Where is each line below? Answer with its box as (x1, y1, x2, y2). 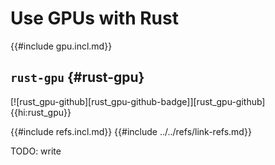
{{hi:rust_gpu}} (10, 106, 72, 118)
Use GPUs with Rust (10, 7, 179, 30)
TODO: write (10, 145, 62, 157)
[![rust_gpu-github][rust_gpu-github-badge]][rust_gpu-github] (10, 95, 266, 107)
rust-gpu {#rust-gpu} (10, 69, 145, 86)
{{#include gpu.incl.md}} (10, 40, 113, 52)
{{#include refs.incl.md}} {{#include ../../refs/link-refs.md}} (10, 125, 252, 137)
